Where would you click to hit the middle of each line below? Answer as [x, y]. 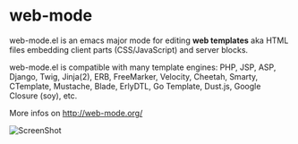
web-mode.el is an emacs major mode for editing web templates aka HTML [149, 40]
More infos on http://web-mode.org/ [76, 113]
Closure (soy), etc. [43, 96]
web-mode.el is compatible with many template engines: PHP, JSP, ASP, [143, 67]
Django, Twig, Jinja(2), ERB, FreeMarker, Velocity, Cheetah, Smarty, [134, 76]
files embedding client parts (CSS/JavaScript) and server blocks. [129, 49]
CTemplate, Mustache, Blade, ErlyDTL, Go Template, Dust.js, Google [135, 86]
